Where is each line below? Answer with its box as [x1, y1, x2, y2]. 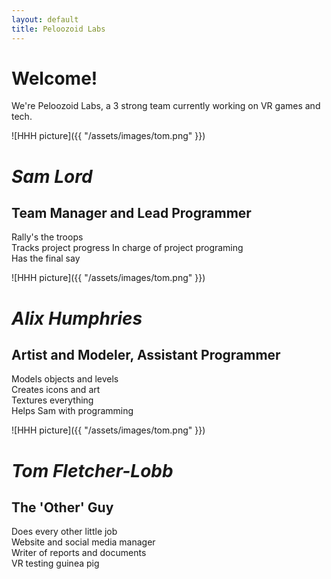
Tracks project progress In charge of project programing [11, 242, 244, 254]
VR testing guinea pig [11, 557, 100, 570]
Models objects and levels [11, 373, 119, 385]
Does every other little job [11, 526, 118, 538]
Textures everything [11, 394, 94, 406]
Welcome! [11, 67, 98, 90]
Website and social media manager [11, 536, 156, 548]
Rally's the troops [11, 231, 84, 243]
